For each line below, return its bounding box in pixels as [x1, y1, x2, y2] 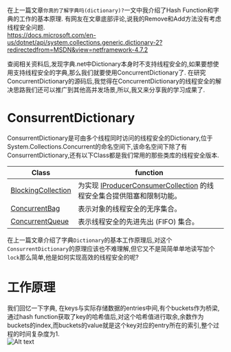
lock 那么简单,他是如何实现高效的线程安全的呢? [7, 253, 139, 261]
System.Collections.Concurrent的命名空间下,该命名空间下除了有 [7, 142, 188, 150]
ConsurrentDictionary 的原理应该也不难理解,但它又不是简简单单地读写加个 [7, 244, 215, 253]
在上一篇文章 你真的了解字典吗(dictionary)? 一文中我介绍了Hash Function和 [7, 6, 214, 14]
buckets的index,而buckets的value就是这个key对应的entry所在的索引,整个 [7, 321, 214, 329]
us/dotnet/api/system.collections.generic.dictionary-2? [7, 39, 163, 46]
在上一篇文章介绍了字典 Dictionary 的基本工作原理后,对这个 [7, 236, 173, 244]
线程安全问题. [7, 23, 46, 31]
